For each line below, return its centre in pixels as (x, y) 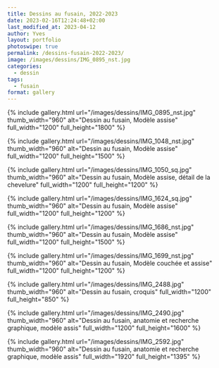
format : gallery (31, 92)
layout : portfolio (34, 40)
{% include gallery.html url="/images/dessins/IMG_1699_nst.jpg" (101, 256)
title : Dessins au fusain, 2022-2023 (63, 14)
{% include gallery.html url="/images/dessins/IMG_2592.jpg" (96, 342)
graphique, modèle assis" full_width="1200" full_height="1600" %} (104, 328)
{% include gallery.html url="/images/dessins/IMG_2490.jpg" (96, 313)
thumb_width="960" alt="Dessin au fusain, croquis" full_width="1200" (109, 292)
